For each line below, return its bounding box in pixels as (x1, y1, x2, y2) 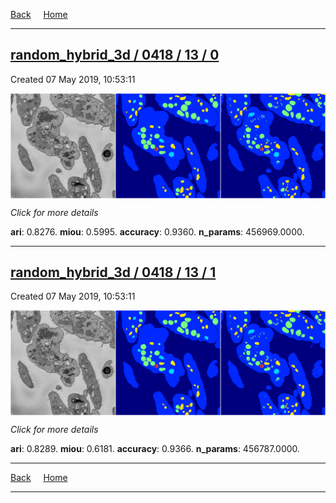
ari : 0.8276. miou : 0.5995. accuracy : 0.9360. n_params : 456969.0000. (10, 225, 305, 238)
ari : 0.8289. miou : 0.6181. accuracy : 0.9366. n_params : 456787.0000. (10, 443, 301, 455)
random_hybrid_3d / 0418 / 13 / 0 (10, 47, 220, 64)
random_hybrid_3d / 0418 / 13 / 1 (10, 264, 217, 281)
